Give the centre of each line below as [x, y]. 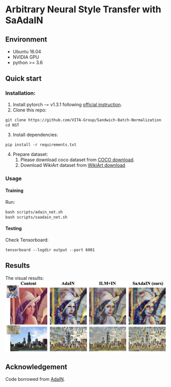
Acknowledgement [36, 367]
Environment [26, 39]
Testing [14, 228]
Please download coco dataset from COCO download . [77, 160]
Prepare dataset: [30, 154]
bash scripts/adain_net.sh [34, 212]
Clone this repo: [29, 110]
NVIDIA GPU [26, 57]
